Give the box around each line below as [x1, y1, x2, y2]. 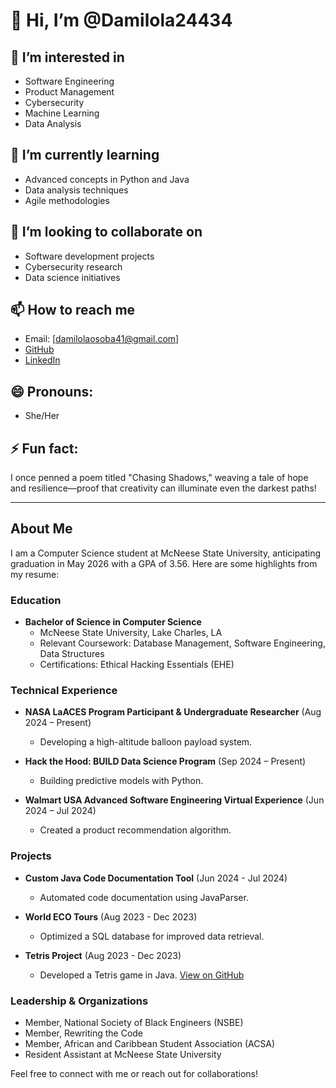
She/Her [24, 410, 60, 422]
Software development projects [24, 250, 155, 262]
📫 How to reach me [10, 302, 136, 319]
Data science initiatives [24, 271, 121, 283]
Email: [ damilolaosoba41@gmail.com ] [24, 333, 180, 345]
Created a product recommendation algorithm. [39, 824, 232, 836]
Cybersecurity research [24, 260, 123, 273]
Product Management [24, 86, 115, 98]
